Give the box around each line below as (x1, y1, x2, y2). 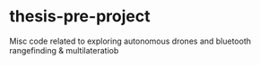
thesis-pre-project (9, 6, 151, 27)
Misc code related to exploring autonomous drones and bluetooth (9, 36, 252, 46)
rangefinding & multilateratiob (9, 45, 119, 55)
